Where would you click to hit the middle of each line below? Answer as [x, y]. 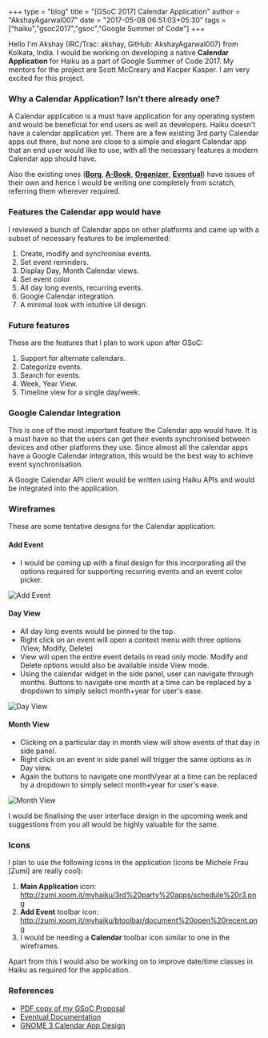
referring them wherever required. [64, 191]
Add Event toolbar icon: [59, 912]
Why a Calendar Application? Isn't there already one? [114, 98]
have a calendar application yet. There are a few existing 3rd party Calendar [134, 133]
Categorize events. [51, 367]
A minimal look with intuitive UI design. [84, 304]
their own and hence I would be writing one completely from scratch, [122, 182]
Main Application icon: [58, 887]
